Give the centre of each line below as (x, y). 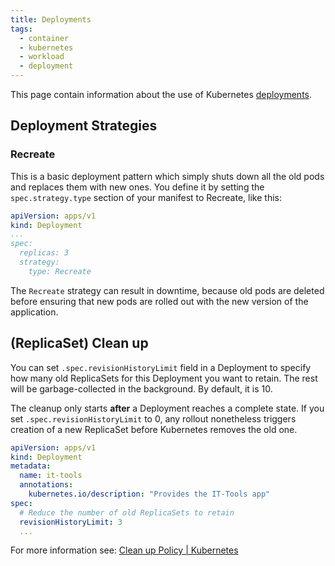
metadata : (31, 466)
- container (44, 38)
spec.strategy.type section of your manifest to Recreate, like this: (146, 197)
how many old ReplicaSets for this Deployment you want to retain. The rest (164, 378)
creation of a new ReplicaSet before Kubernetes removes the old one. (154, 429)
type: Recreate (60, 271)
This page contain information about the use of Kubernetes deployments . (161, 94)
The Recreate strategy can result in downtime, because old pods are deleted (167, 290)
